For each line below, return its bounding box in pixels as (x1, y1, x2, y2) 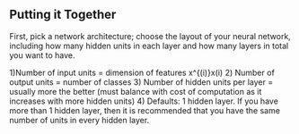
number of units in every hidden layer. (9, 114, 150, 125)
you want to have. (9, 49, 75, 61)
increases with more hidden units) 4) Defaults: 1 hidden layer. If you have (9, 96, 278, 106)
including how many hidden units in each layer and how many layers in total (9, 40, 289, 51)
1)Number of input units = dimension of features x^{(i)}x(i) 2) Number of (9, 67, 276, 78)
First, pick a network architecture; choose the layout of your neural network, (9, 30, 292, 41)
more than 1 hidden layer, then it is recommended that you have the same (9, 105, 281, 115)
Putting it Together (9, 7, 117, 22)
